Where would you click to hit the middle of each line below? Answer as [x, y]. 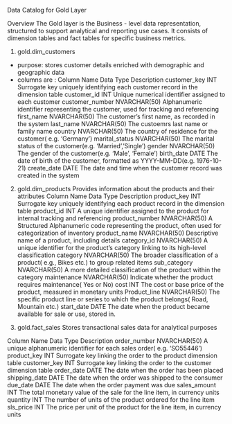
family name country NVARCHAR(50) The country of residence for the [117, 131]
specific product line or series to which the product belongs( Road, [113, 299]
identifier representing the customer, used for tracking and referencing [118, 109]
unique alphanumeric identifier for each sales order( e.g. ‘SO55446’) [105, 348]
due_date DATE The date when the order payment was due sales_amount [111, 385]
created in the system [48, 175]
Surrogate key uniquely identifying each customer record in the [108, 87]
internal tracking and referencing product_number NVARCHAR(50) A [115, 218]
